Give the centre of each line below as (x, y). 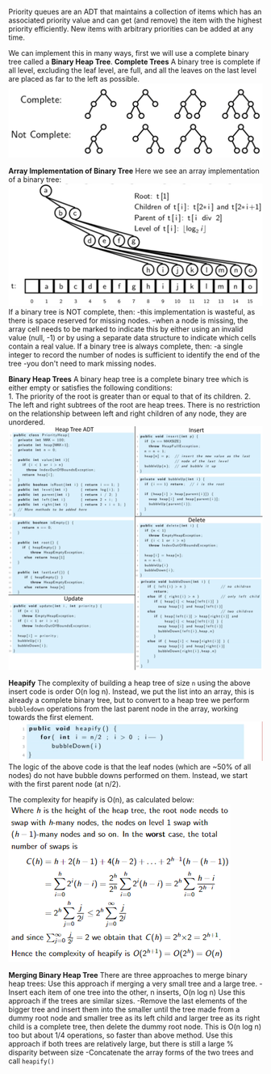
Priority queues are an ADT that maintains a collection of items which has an (135, 12)
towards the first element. (51, 717)
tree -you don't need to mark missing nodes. (83, 364)
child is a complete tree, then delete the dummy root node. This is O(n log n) (135, 1027)
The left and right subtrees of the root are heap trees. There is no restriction (134, 405)
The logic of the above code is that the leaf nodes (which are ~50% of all (130, 767)
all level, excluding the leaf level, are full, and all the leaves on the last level (132, 70)
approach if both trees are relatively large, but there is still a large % (121, 1044)
